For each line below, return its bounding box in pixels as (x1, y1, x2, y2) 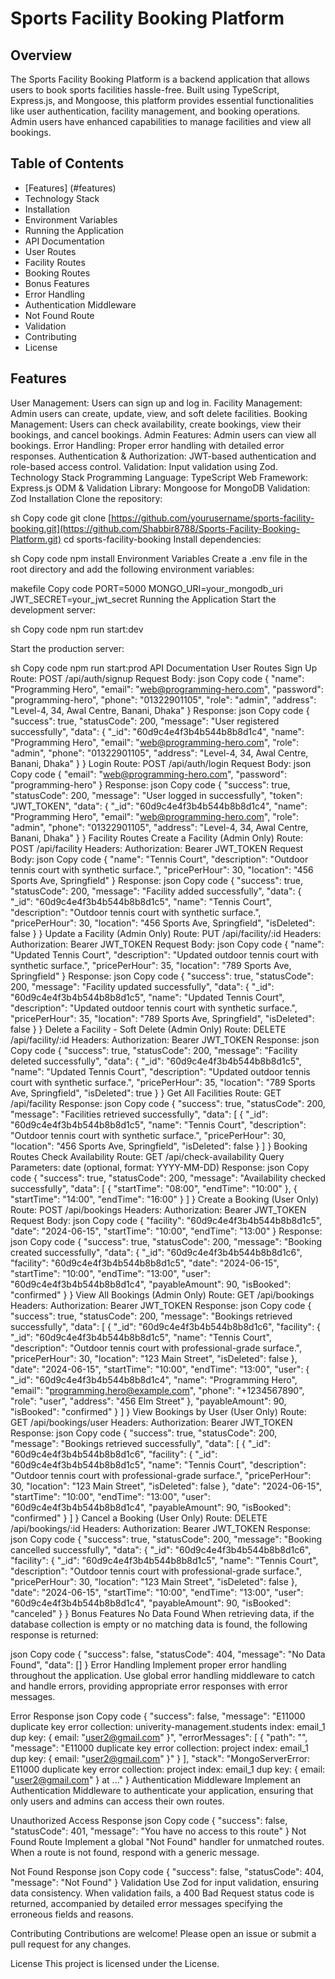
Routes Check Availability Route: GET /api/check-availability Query (10, 1150, 285, 1162)
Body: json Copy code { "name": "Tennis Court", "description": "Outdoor (10, 853, 309, 865)
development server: (10, 603, 96, 616)
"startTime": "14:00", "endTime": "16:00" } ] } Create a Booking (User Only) (10, 1193, 320, 1205)
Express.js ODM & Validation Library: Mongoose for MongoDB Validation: (10, 482, 311, 494)
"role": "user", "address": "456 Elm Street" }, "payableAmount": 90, (10, 1395, 287, 1407)
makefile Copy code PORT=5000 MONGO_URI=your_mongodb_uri (10, 582, 283, 594)
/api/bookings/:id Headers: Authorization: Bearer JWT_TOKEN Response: (10, 1522, 311, 1534)
